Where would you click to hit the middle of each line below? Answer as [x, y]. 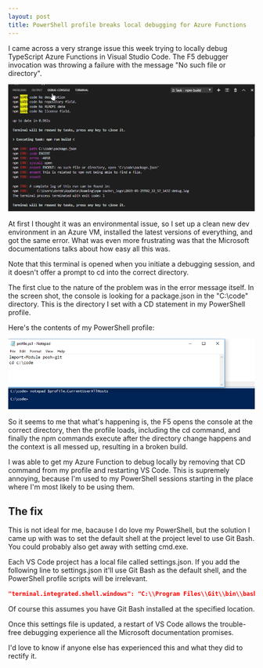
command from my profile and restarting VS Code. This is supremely [119, 470]
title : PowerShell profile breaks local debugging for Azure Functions [127, 25]
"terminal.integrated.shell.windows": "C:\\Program [94, 594]
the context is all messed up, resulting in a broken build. [98, 446]
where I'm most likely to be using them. [71, 487]
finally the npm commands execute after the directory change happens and [130, 438]
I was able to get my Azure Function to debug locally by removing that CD [127, 462]
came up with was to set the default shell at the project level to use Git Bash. [131, 539]
